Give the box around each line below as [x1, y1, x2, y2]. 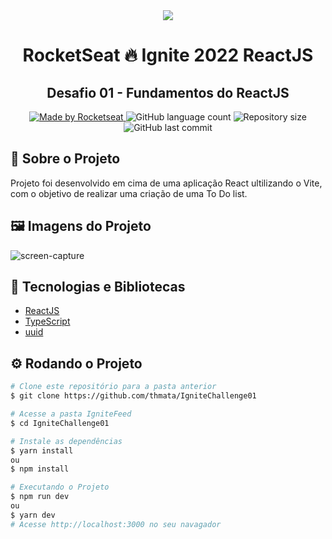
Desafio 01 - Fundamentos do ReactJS [46, 84, 290, 101]
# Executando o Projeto [10, 482, 110, 493]
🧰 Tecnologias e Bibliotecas [10, 279, 186, 296]
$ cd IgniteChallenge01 [10, 418, 110, 428]
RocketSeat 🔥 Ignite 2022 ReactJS [22, 44, 314, 67]
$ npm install [10, 464, 70, 474]
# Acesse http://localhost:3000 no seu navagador [10, 519, 222, 529]
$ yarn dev [10, 510, 56, 520]
